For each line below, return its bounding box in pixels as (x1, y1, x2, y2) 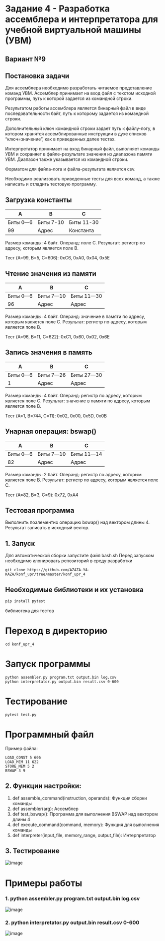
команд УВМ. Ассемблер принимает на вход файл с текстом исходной (5, 90, 156, 96)
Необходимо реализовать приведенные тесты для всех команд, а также (5, 176, 160, 182)
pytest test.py (5, 712, 37, 717)
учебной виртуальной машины (5, 24, 142, 35)
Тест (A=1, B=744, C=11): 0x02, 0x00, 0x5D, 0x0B (5, 413, 107, 419)
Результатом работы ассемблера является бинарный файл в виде (5, 105, 146, 111)
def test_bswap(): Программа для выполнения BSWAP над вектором (12, 811, 158, 817)
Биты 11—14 (70, 450, 102, 457)
